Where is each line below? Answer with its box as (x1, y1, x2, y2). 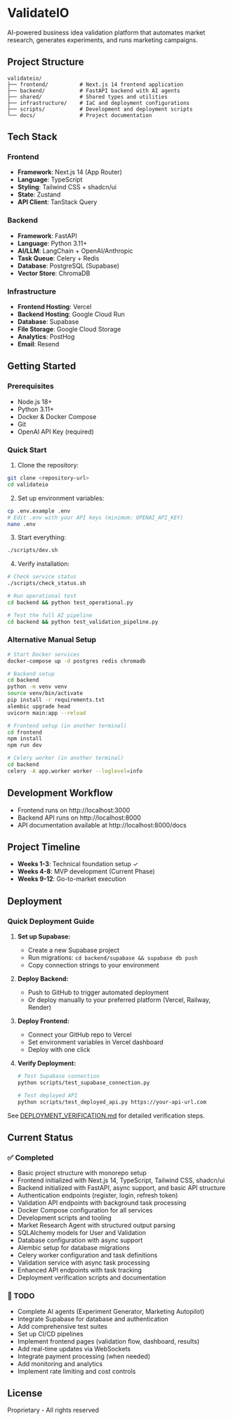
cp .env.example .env (7, 507, 71, 515)
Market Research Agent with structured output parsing (17, 1221, 175, 1229)
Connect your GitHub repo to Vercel (27, 1030, 132, 1039)
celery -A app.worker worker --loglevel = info (7, 768, 142, 775)
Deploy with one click (27, 1046, 91, 1054)
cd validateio (7, 481, 49, 488)
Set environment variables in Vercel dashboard (27, 1038, 164, 1046)
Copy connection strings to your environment (27, 961, 159, 970)
